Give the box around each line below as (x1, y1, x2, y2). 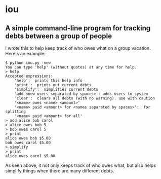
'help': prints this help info (14, 78, 83, 83)
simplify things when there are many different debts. (5, 168, 114, 173)
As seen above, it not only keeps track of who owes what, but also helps (5, 162, 156, 168)
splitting (5, 109, 26, 114)
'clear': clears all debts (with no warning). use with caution (14, 96, 155, 101)
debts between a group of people (5, 31, 112, 40)
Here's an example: (5, 51, 46, 56)
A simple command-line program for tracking (5, 24, 151, 32)
